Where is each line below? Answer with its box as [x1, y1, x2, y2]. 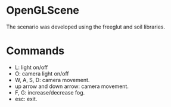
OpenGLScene [6, 4, 79, 17]
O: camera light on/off [14, 70, 70, 77]
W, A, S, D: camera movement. [14, 76, 90, 83]
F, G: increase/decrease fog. [14, 89, 85, 96]
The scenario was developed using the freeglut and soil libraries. [6, 23, 166, 30]
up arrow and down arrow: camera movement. [14, 83, 129, 90]
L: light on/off [14, 64, 48, 71]
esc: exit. [14, 95, 38, 102]
